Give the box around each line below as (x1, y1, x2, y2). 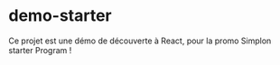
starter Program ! (8, 44, 72, 55)
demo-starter (8, 5, 112, 26)
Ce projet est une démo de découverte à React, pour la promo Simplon (8, 35, 272, 46)
